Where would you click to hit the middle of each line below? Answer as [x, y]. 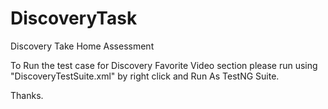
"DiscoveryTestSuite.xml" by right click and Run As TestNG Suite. [145, 76]
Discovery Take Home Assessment [82, 46]
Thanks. [27, 95]
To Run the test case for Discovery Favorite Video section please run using [164, 65]
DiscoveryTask [74, 18]
